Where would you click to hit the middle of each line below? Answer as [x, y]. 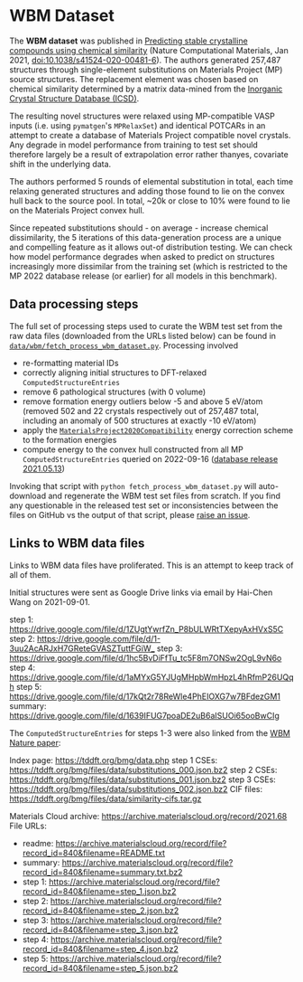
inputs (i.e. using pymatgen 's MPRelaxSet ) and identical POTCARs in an [138, 125]
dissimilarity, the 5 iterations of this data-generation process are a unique [146, 237]
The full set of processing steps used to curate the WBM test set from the [146, 326]
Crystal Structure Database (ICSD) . [74, 98]
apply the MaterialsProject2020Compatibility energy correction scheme [158, 430]
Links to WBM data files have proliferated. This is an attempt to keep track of [151, 565]
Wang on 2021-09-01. [50, 601]
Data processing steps [74, 304]
